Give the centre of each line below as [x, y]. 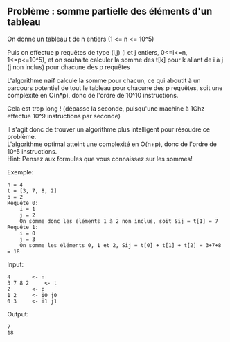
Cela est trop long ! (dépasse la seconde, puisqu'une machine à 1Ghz [106, 108]
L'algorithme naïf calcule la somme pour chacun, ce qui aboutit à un [104, 80]
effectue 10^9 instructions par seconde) [64, 116]
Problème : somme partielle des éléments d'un [110, 11]
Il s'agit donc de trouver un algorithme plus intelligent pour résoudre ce [109, 129]
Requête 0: [23, 203]
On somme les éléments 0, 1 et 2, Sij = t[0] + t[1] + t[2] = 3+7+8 [121, 245]
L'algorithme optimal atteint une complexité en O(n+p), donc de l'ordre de [112, 144]
